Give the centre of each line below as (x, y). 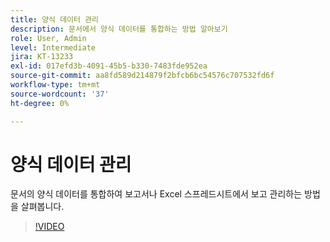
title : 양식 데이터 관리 (55, 19)
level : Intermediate (53, 47)
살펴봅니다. (42, 207)
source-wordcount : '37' (60, 94)
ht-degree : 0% (40, 103)
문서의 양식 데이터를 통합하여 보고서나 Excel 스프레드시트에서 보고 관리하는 (156, 194)
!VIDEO (49, 227)
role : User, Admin (48, 38)
